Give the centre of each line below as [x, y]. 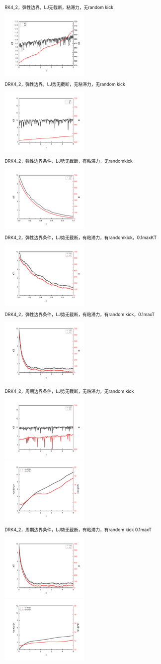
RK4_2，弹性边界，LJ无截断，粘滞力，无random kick [59, 7]
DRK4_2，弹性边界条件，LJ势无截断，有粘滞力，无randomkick [69, 161]
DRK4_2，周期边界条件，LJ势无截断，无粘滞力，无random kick [69, 391]
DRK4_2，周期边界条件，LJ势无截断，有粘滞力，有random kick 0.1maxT [78, 530]
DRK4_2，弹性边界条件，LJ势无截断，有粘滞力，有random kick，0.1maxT [80, 314]
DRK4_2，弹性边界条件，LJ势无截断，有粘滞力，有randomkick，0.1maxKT [81, 237]
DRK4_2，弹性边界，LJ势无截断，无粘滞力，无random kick [65, 84]
